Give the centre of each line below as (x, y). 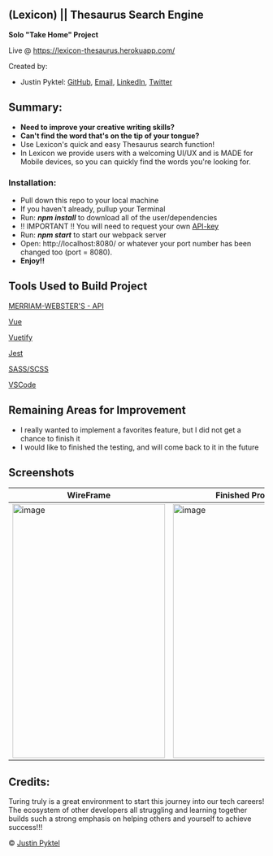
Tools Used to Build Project (78, 287)
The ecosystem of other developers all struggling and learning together (128, 810)
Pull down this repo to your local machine (89, 200)
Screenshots (41, 472)
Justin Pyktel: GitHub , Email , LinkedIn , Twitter (96, 81)
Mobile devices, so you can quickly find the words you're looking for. (135, 161)
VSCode (22, 385)
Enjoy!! (32, 260)
